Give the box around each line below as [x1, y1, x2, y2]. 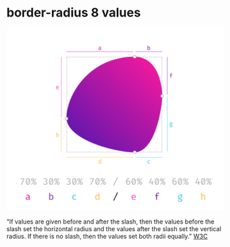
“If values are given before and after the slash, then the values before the [6, 217, 215, 226]
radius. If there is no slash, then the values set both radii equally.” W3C [6, 233, 208, 241]
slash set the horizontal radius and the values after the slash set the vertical [6, 225, 222, 233]
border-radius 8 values [6, 5, 141, 21]
